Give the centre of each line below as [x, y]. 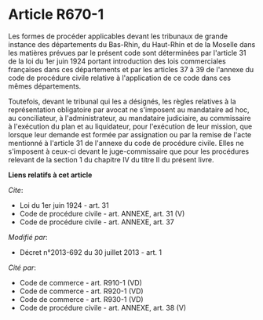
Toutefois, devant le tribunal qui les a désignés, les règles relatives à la [122, 101]
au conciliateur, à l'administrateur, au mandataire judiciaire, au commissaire [130, 118]
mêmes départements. [45, 86]
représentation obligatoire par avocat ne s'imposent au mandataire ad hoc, [129, 109]
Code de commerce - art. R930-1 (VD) [81, 299]
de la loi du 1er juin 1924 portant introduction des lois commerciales [117, 61]
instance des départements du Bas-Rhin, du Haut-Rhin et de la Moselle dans [132, 44]
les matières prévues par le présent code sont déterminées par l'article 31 [127, 53]
